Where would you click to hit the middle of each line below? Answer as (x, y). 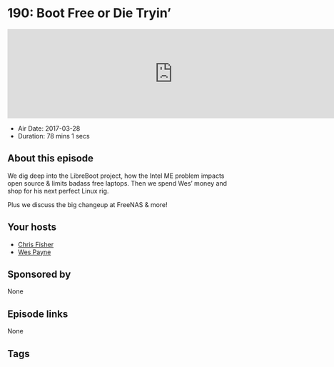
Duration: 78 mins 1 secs (54, 136)
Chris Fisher (36, 244)
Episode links (38, 314)
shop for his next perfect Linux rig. (58, 191)
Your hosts (32, 227)
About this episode (51, 159)
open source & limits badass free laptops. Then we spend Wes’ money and (117, 183)
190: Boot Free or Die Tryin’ (89, 13)
